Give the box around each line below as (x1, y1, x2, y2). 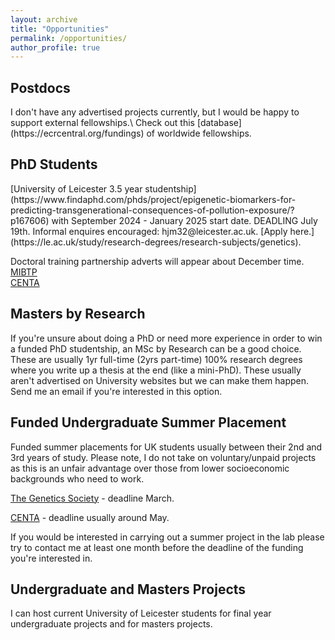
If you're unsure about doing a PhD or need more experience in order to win (10, 332, 323, 344)
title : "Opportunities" (10, 24, 110, 34)
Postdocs (10, 79, 71, 96)
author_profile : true (10, 42, 101, 53)
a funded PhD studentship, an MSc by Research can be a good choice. (10, 342, 302, 355)
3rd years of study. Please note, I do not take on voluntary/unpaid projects (10, 451, 317, 463)
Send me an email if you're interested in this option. (10, 385, 223, 397)
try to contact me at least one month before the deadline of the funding (10, 541, 304, 553)
